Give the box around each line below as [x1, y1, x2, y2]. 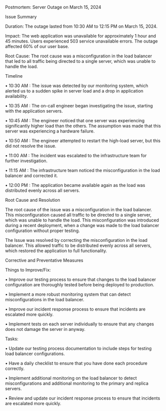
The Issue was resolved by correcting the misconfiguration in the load [5, 237, 148, 243]
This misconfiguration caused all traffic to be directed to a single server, [5, 212, 152, 218]
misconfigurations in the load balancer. [5, 297, 84, 302]
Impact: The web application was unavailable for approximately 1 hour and [5, 33, 157, 39]
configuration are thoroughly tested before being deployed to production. [5, 282, 155, 287]
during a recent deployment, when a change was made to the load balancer [5, 223, 160, 228]
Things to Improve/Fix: [5, 267, 51, 273]
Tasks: [5, 336, 19, 342]
